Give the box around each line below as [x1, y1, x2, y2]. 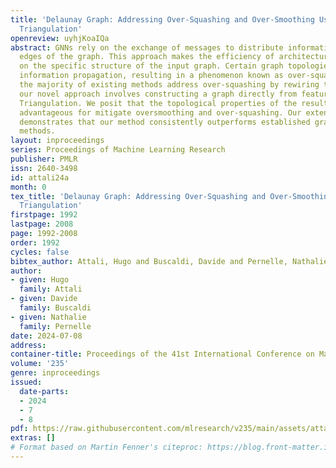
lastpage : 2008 [10, 219, 74, 230]
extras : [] [10, 433, 56, 443]
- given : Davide [10, 294, 78, 304]
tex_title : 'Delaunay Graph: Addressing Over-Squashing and [10, 191, 267, 201]
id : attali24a [10, 172, 70, 183]
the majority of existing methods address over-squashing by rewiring [19, 80, 320, 90]
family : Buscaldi [19, 303, 92, 313]
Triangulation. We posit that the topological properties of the [19, 98, 298, 108]
